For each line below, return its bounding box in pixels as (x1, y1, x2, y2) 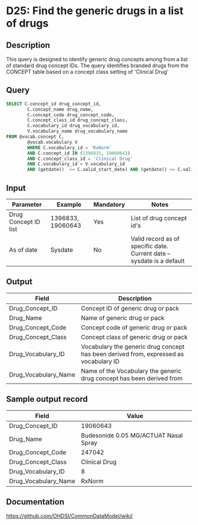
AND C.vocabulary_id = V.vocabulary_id (27, 161, 126, 167)
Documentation (6, 497, 65, 507)
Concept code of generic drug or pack (81, 323, 187, 331)
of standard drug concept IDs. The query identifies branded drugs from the (6, 62, 189, 69)
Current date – (130, 249, 171, 257)
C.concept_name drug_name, (27, 106, 94, 113)
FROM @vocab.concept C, (6, 134, 65, 140)
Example (57, 200, 82, 209)
